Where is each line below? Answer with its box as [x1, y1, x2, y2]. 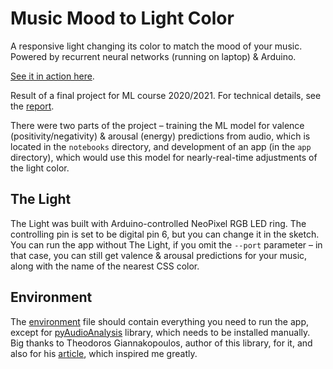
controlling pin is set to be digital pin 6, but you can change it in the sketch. [10, 228, 320, 240]
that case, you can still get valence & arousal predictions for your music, [10, 249, 308, 261]
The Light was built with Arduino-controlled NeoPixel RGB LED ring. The [10, 217, 307, 229]
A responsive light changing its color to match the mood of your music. [10, 40, 303, 52]
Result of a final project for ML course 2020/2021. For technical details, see [10, 89, 322, 101]
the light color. [10, 162, 70, 174]
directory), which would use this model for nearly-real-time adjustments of [10, 151, 318, 163]
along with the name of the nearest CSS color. [10, 260, 200, 272]
